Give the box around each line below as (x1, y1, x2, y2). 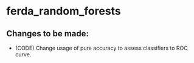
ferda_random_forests (6, 4, 122, 18)
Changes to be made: (6, 28, 89, 39)
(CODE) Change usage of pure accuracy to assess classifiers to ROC (15, 44, 188, 51)
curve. (15, 51, 32, 58)
